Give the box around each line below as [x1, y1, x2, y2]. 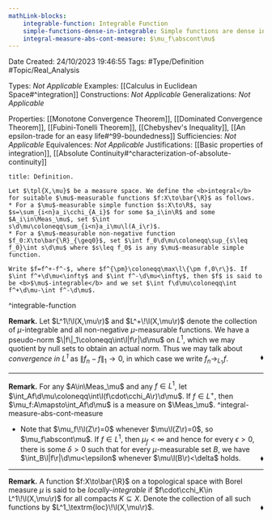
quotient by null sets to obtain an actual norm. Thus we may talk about [8, 343, 243, 353]
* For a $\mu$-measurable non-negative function [8, 230, 176, 238]
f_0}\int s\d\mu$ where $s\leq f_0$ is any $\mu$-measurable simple [8, 244, 244, 252]
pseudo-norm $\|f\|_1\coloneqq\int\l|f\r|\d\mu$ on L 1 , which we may [8, 333, 236, 345]
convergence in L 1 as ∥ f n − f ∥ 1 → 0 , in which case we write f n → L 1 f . [8, 352, 229, 366]
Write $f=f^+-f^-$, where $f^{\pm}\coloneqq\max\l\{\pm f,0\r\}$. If [8, 265, 249, 273]
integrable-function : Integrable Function [23, 19, 168, 28]
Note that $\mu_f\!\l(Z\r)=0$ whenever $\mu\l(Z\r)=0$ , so [19, 424, 214, 434]
